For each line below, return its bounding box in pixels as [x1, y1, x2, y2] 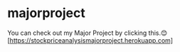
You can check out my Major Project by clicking [7, 28, 147, 37]
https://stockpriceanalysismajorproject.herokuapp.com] [9, 36, 173, 44]
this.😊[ [148, 28, 168, 37]
